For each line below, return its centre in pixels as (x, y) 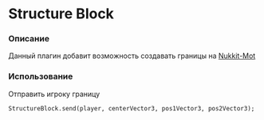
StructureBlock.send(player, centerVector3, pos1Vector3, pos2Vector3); (132, 108)
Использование (41, 76)
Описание (29, 39)
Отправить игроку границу (54, 94)
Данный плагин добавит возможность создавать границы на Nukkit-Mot (132, 56)
